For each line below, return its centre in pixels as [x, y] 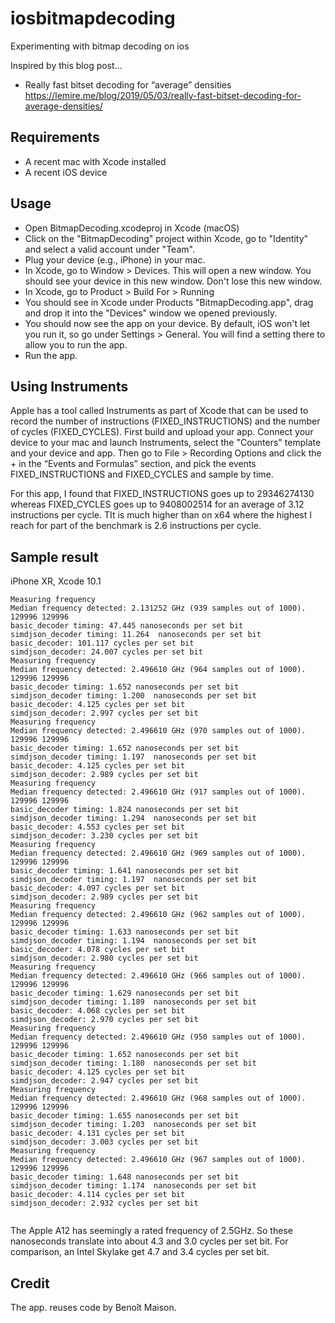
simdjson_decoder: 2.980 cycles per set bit [104, 958]
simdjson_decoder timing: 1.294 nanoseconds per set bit [133, 818]
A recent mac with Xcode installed [95, 161]
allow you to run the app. [76, 344]
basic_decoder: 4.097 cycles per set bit [98, 888]
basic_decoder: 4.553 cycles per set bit [98, 827]
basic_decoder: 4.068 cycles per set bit [98, 1011]
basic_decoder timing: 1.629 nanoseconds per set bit [125, 993]
